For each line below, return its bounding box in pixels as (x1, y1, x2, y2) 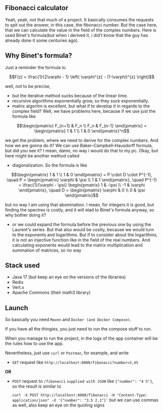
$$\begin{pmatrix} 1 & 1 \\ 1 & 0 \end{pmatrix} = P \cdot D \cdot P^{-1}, (11, 172, 152, 177)
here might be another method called (5, 153, 79, 158)
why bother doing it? (5, 212, 46, 218)
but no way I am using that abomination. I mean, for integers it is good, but (5, 202, 154, 207)
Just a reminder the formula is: (5, 64, 67, 70)
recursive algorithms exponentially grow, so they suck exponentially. (12, 98, 149, 103)
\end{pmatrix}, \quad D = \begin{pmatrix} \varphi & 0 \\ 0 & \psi (18, 187, 145, 193)
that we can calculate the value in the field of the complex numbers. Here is (5, 27, 157, 33)
